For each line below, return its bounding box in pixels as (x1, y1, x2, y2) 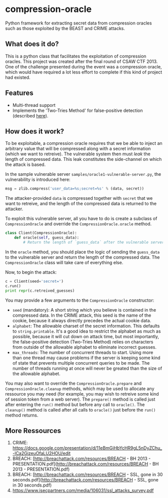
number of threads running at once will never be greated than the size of (12, 365, 162, 371)
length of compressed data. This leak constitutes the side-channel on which (5, 156, 162, 162)
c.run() (5, 283, 21, 288)
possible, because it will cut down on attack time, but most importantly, (12, 333, 159, 339)
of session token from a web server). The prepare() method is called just (5, 396, 155, 402)
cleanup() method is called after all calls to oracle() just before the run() (5, 407, 156, 413)
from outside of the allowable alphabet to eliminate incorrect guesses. (12, 344, 156, 350)
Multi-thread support (12, 102, 56, 108)
